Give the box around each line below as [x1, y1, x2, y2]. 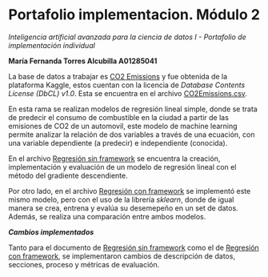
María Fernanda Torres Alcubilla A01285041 [8, 56, 158, 66]
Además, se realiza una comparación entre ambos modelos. [8, 211, 206, 221]
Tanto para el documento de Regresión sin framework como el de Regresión [8, 243, 260, 252]
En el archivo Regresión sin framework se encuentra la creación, [8, 154, 221, 163]
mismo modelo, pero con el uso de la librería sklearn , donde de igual [8, 195, 234, 204]
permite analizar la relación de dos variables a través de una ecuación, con [8, 130, 255, 139]
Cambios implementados [8, 227, 94, 237]
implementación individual [8, 40, 96, 50]
